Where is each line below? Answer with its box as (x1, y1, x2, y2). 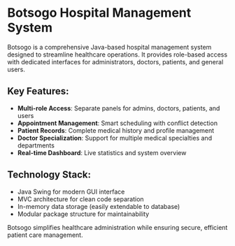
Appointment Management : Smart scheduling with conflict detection (17, 119, 218, 127)
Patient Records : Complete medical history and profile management (17, 126, 215, 134)
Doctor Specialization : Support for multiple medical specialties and (17, 133, 212, 142)
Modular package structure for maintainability (17, 210, 150, 218)
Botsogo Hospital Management (7, 5, 192, 21)
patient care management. (7, 231, 83, 239)
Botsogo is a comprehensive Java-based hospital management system (7, 43, 212, 51)
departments (17, 141, 55, 150)
